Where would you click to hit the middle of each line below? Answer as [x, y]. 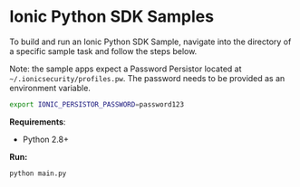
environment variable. [50, 88]
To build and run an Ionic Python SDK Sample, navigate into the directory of [150, 42]
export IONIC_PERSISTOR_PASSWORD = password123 [97, 104]
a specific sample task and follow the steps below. [103, 51]
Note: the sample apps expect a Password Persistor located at [126, 69]
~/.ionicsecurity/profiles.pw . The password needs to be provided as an [147, 78]
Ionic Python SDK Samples [112, 17]
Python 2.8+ [46, 139]
